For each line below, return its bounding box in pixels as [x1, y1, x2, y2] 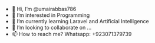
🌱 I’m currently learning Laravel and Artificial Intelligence [11, 18, 149, 24]
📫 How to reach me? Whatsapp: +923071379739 [11, 31, 132, 37]
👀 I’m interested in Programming [11, 12, 90, 19]
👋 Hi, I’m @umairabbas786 [11, 6, 77, 12]
